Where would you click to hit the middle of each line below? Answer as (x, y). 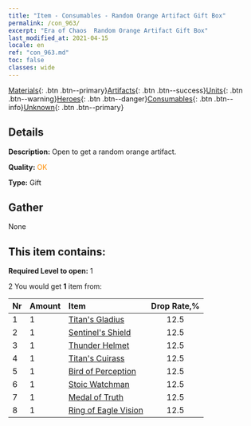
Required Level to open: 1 (51, 271)
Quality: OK (28, 167)
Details (26, 132)
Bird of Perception (102, 372)
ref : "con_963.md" (39, 53)
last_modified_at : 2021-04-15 (59, 38)
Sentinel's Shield (100, 333)
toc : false (26, 61)
